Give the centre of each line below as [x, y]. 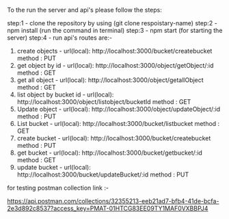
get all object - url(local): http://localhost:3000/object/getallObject [110, 80]
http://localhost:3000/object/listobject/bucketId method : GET [104, 102]
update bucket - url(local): [54, 167]
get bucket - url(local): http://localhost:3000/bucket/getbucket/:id [110, 153]
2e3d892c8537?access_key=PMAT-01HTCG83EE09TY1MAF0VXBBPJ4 [108, 208]
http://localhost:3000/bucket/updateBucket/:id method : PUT [103, 175]
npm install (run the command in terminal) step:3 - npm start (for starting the [115, 30]
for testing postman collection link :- [58, 188]
